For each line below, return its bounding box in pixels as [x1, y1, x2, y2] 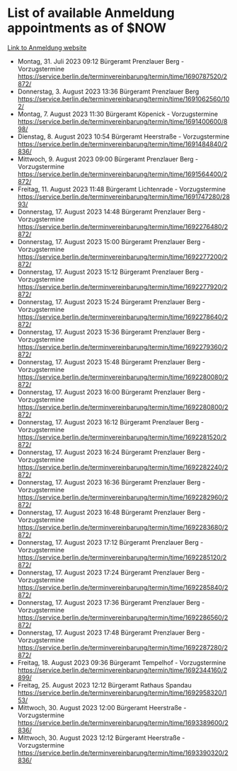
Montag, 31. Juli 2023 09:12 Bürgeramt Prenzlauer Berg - [17, 57, 185, 65]
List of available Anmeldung [7, 5, 175, 21]
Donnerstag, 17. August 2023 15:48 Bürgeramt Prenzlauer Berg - [17, 357, 205, 366]
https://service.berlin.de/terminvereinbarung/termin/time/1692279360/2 [17, 342, 229, 351]
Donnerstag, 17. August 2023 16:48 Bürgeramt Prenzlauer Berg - [17, 508, 206, 516]
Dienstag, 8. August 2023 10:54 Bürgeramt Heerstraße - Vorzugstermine [17, 132, 230, 141]
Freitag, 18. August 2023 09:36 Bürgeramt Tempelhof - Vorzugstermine [17, 658, 226, 666]
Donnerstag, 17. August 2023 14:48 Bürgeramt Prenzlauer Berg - [17, 207, 206, 216]
